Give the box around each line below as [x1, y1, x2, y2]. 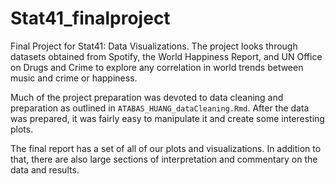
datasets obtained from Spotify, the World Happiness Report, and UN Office [10, 50, 323, 62]
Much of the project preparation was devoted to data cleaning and [10, 91, 284, 103]
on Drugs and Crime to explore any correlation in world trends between [10, 61, 304, 73]
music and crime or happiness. [10, 72, 138, 84]
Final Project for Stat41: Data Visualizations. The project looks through [10, 40, 298, 52]
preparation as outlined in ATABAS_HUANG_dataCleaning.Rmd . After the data [10, 102, 310, 114]
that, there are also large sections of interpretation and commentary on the [10, 153, 318, 165]
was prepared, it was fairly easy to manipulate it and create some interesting [10, 112, 325, 124]
